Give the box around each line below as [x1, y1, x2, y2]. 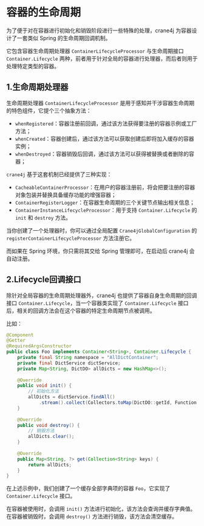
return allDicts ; [28, 462, 72, 468]
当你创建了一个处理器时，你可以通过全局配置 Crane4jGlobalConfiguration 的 [6, 227, 197, 234]
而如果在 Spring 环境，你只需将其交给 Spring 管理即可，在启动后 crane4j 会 [6, 247, 195, 254]
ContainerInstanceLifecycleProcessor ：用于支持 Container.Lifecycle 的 [15, 206, 197, 213]
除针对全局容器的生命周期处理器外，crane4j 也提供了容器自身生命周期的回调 [6, 292, 197, 299]
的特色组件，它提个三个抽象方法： [6, 107, 92, 114]
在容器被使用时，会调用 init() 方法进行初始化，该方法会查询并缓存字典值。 [6, 505, 196, 513]
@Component [6, 332, 34, 338]
